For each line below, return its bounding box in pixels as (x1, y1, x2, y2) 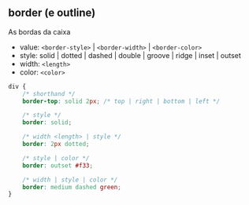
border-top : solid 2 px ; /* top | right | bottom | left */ (22, 97, 221, 105)
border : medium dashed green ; (22, 183, 122, 191)
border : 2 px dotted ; (22, 141, 90, 148)
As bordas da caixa (8, 27, 71, 36)
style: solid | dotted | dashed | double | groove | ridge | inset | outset (19, 50, 242, 60)
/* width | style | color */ (22, 176, 118, 184)
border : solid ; (22, 119, 72, 126)
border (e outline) (8, 6, 96, 20)
